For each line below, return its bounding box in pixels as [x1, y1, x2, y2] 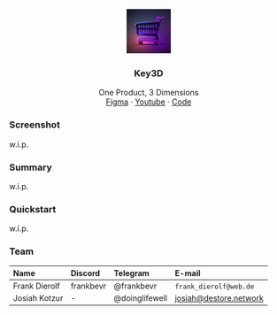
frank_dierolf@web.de [174, 282, 255, 291]
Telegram [113, 267, 150, 278]
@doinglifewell [113, 293, 168, 303]
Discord [70, 267, 100, 278]
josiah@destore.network [174, 293, 264, 303]
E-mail [174, 267, 201, 278]
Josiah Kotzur [12, 293, 64, 303]
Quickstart [9, 203, 57, 215]
